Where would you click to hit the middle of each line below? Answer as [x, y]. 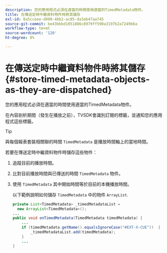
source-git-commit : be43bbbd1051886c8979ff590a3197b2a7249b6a [71, 24]
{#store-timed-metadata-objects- [77, 79]
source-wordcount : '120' [31, 33]
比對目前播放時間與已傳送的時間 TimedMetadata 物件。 [68, 173]
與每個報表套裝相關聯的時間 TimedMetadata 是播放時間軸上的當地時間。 [78, 141]
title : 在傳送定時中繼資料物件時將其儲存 [43, 14]
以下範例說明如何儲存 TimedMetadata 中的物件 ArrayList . [70, 194]
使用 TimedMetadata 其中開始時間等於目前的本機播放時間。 [72, 184]
